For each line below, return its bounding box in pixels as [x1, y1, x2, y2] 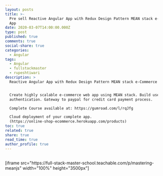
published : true [5, 35, 38, 39]
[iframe [5, 160, 20, 166]
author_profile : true [5, 141, 49, 146]
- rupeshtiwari [9, 70, 40, 75]
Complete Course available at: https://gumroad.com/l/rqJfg [9, 106, 133, 111]
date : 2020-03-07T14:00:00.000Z [5, 25, 70, 30]
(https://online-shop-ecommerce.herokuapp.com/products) [9, 119, 127, 124]
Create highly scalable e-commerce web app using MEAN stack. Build [9, 92, 151, 97]
